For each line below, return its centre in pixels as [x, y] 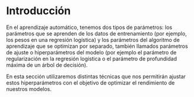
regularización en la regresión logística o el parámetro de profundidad [91, 59]
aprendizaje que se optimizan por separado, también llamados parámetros [97, 46]
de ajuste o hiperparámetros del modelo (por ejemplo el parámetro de [91, 52]
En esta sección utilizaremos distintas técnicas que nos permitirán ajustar [96, 76]
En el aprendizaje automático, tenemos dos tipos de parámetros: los [89, 27]
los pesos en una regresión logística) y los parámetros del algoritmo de [93, 40]
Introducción [39, 11]
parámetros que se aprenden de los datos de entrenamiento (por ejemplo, [96, 33]
